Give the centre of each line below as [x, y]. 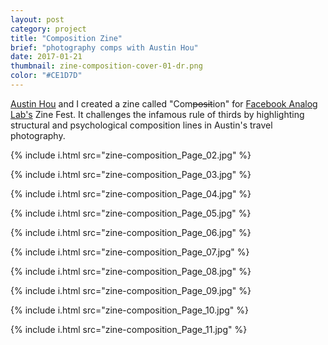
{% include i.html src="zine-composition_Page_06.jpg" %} [131, 232]
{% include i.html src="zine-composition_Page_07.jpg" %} [130, 252]
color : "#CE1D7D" [46, 76]
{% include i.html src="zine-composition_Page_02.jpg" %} [131, 155]
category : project [48, 29]
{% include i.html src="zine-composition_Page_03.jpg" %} [131, 174]
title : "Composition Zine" [66, 38]
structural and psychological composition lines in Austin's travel [141, 125]
